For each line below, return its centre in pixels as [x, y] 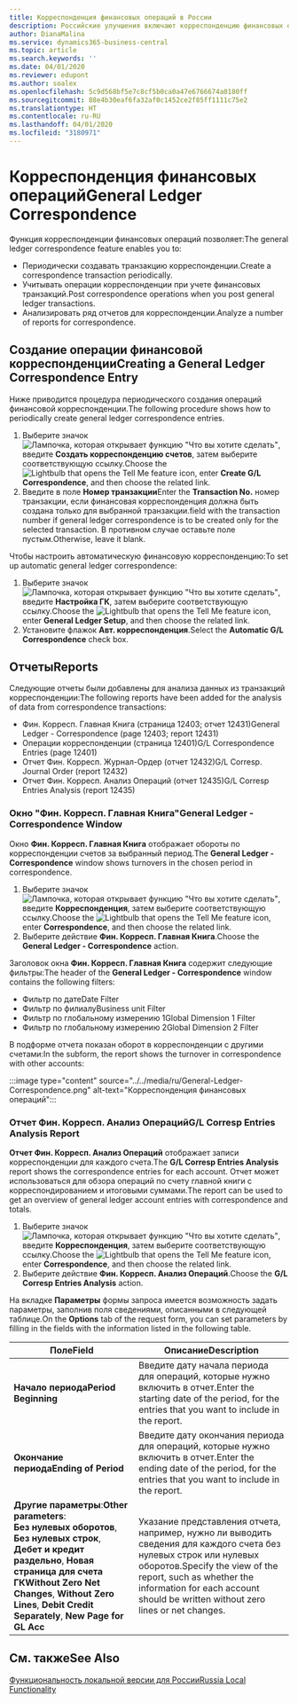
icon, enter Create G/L [220, 473]
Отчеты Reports [54, 667]
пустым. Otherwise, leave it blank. [84, 538]
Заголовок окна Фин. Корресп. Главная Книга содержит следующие [141, 962]
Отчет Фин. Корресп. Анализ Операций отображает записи [124, 1153]
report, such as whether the [196, 1577]
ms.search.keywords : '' [53, 59]
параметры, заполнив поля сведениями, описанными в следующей [138, 1310]
